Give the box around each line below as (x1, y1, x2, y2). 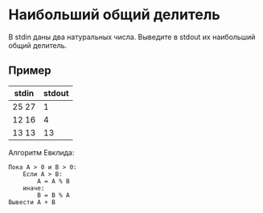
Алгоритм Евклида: (8, 147, 75, 157)
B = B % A (37, 191, 70, 199)
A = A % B (37, 177, 70, 185)
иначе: (23, 184, 45, 192)
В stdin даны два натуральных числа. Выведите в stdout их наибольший (8, 32, 256, 42)
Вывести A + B (8, 198, 56, 206)
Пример (8, 64, 51, 78)
